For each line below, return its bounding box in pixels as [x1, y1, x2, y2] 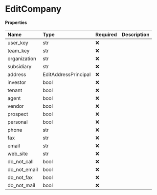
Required [95, 31, 117, 38]
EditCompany [5, 3, 62, 15]
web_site [7, 150, 28, 157]
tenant [7, 87, 22, 94]
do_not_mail [7, 182, 36, 189]
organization [7, 55, 37, 62]
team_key [7, 47, 30, 54]
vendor [7, 102, 24, 109]
